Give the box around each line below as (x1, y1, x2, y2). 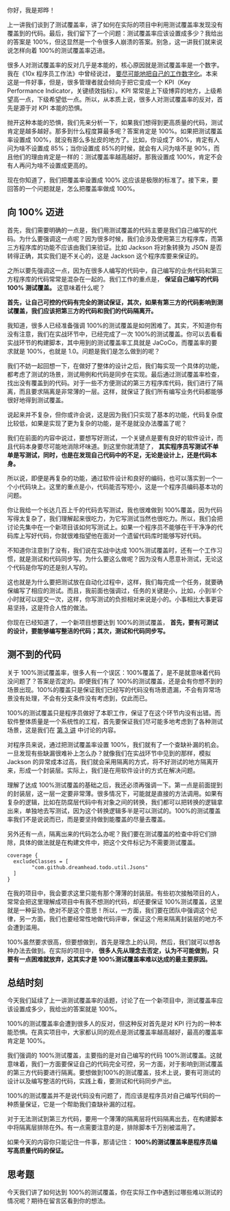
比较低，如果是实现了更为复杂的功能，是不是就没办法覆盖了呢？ (7, 419, 187, 427)
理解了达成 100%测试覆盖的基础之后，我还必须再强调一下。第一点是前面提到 (7, 781, 223, 789)
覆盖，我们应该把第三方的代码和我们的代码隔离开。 (12, 306, 157, 314)
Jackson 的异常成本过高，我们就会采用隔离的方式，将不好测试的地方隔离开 (7, 757, 219, 765)
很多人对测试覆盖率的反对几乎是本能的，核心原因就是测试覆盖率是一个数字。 (7, 61, 223, 69)
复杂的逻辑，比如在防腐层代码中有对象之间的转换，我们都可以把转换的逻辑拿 (7, 798, 223, 806)
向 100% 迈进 (7, 207, 64, 218)
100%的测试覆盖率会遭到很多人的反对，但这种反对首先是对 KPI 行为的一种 (7, 1019, 216, 1028)
